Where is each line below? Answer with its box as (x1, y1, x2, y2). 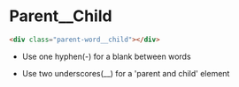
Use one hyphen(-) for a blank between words (21, 51, 192, 62)
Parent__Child (9, 6, 112, 26)
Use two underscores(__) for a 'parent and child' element (21, 68, 230, 78)
